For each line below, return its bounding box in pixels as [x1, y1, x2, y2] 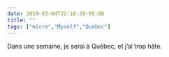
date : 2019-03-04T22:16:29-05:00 [7, 10, 105, 17]
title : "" [7, 17, 36, 24]
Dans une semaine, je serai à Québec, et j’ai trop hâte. [7, 42, 163, 51]
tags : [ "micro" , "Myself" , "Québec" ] [7, 23, 111, 30]
